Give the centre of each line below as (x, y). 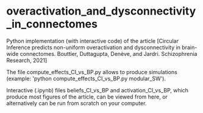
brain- (190, 47)
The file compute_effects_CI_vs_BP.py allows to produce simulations (92, 72)
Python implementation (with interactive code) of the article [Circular (92, 41)
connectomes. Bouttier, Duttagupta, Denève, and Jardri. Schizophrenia (109, 53)
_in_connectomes (52, 24)
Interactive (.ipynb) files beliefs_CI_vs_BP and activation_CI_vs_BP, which (98, 90)
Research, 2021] (27, 60)
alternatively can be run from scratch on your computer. (77, 103)
